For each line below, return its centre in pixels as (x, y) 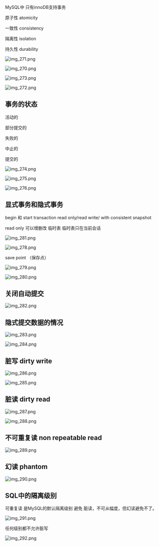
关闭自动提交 (25, 294)
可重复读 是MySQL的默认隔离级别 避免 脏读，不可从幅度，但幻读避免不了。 (81, 509)
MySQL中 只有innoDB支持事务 (36, 7)
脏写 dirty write (29, 361)
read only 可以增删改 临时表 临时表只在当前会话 (53, 228)
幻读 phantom (26, 467)
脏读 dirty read (28, 399)
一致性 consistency (25, 28)
